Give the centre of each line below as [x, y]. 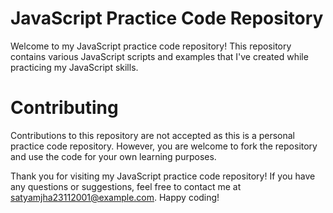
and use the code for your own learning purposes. [113, 156]
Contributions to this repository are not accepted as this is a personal [152, 135]
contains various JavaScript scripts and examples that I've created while [159, 56]
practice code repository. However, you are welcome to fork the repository [164, 146]
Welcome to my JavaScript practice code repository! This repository [151, 46]
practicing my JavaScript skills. [74, 67]
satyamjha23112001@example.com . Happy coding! [115, 197]
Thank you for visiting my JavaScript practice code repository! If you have [163, 176]
